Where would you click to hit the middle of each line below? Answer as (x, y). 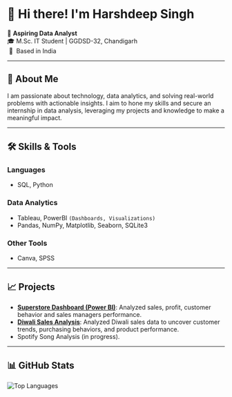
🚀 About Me (33, 79)
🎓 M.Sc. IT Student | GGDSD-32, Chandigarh (72, 41)
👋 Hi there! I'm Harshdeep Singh (101, 14)
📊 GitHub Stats (41, 366)
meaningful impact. (35, 117)
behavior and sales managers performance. (79, 314)
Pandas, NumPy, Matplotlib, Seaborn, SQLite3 (83, 225)
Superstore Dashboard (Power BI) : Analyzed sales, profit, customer (114, 307)
